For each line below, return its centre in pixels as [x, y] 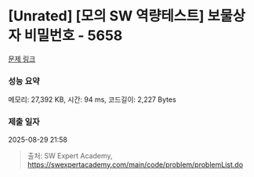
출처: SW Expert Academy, [70, 155]
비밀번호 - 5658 [73, 36]
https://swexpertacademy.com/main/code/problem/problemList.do [135, 164]
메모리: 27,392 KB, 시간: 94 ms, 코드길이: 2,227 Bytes [92, 99]
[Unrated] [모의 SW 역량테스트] [106, 16]
